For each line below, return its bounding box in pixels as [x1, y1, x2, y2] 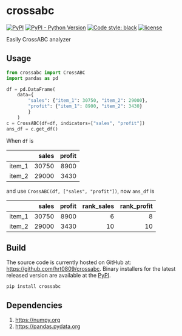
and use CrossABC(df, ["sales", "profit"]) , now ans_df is [6, 187, 155, 195]
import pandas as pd [6, 75, 59, 81]
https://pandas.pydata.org [15, 323, 81, 330]
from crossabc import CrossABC [6, 70, 86, 76]
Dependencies [6, 300, 62, 310]
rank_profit [120, 202, 153, 210]
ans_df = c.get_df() [6, 126, 59, 132]
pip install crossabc [6, 284, 61, 290]
